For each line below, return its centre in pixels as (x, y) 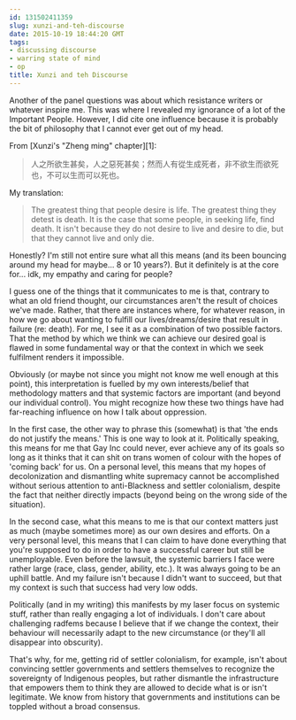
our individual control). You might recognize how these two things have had (147, 402)
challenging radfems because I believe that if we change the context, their (144, 623)
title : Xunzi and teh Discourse (68, 75)
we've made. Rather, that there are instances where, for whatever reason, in (147, 310)
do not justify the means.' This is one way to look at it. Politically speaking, (144, 438)
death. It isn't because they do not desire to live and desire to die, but (157, 228)
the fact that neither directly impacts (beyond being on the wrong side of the (148, 495)
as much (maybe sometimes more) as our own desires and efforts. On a (140, 530)
